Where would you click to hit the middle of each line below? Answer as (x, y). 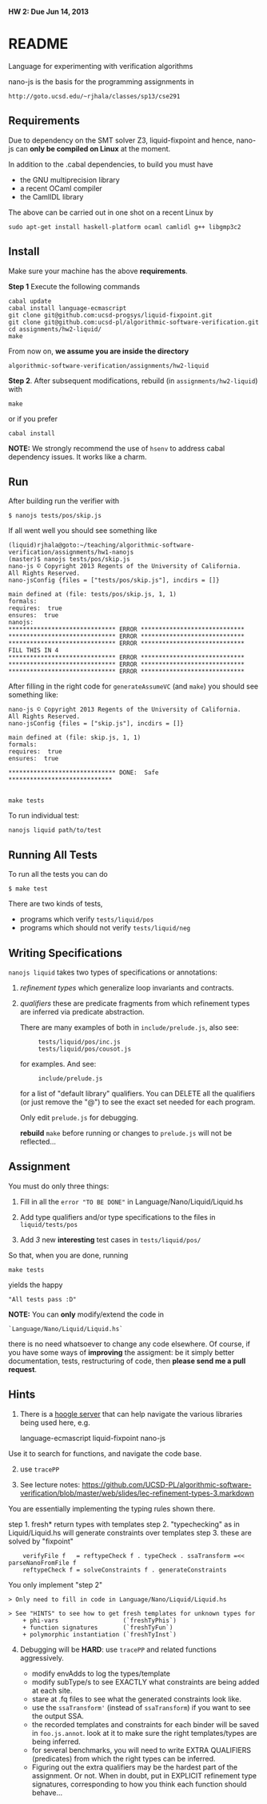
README (38, 44)
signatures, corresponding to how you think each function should (139, 1784)
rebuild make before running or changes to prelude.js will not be (126, 1133)
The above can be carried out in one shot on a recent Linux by (111, 212)
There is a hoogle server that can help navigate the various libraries (131, 1414)
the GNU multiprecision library (70, 180)
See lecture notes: (50, 1484)
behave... (47, 1792)
